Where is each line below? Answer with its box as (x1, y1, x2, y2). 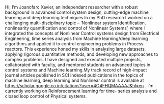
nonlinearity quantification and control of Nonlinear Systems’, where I (5, 25, 145, 31)
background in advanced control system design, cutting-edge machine (5, 9, 149, 15)
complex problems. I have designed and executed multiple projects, (5, 57, 142, 62)
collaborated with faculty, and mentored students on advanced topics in (5, 62, 151, 68)
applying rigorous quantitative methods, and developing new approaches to (5, 51, 159, 57)
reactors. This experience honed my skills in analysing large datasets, (5, 46, 146, 52)
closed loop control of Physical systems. (5, 93, 87, 99)
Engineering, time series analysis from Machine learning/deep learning (5, 35, 148, 41)
